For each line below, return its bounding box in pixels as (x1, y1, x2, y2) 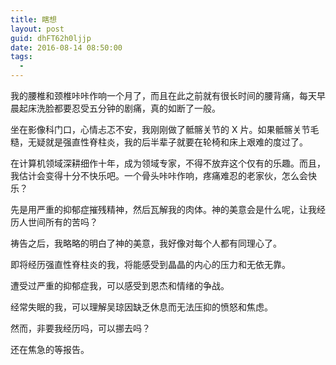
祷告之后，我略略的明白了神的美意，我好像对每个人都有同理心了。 (10, 237, 282, 249)
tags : (10, 52, 33, 62)
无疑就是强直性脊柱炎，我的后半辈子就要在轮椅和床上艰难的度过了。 (27, 136, 308, 148)
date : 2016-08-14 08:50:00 (10, 42, 123, 53)
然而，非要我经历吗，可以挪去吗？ (10, 322, 151, 334)
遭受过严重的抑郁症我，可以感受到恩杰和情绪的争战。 (10, 280, 230, 291)
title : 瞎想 (10, 14, 57, 25)
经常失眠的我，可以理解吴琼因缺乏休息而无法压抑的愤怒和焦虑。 (10, 301, 273, 313)
